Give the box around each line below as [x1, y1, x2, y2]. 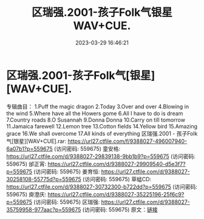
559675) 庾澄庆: [6, 190, 47, 198]
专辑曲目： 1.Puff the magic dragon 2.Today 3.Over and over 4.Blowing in [6, 103, 189, 110]
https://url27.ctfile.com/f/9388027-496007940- [67, 137, 188, 145]
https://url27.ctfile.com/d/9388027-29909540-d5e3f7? [47, 160, 186, 167]
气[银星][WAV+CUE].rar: [6, 137, 67, 145]
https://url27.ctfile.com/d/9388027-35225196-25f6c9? [47, 190, 185, 198]
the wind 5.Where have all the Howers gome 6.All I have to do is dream [6, 109, 183, 117]
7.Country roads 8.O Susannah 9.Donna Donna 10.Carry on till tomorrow [6, 116, 185, 123]
